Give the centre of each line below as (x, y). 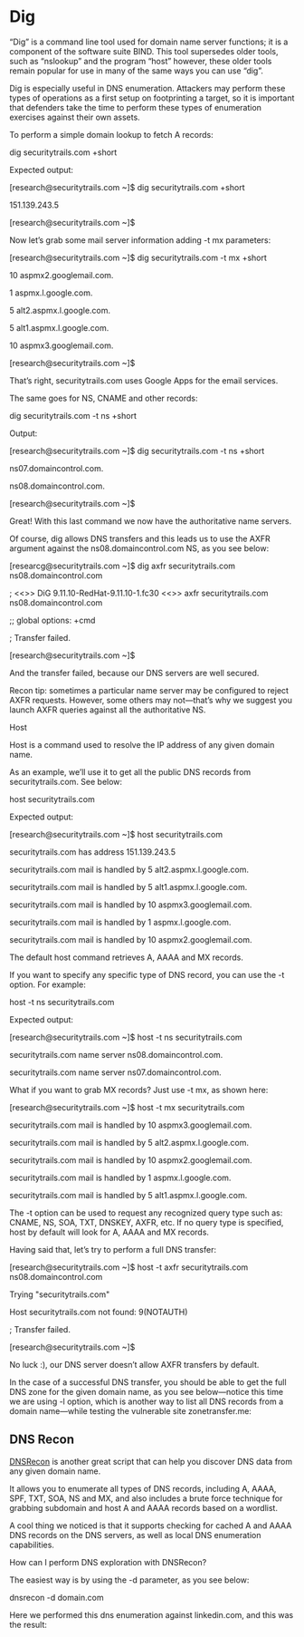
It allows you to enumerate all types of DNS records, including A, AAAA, (143, 1488)
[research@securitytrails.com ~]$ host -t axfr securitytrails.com (129, 1267)
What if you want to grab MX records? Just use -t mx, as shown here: (139, 1090)
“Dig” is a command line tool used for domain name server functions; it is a (149, 42)
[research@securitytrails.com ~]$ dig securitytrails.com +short (127, 187)
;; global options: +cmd (52, 620)
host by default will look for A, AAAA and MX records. (109, 1232)
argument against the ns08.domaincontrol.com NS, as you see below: (139, 548)
